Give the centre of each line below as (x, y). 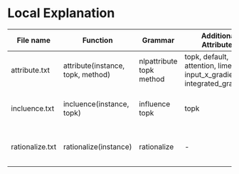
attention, (200, 66)
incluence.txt (33, 108)
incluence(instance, (96, 103)
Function (97, 40)
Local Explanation (61, 13)
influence (154, 103)
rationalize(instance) (97, 146)
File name (34, 40)
